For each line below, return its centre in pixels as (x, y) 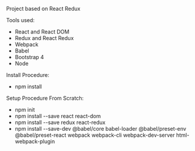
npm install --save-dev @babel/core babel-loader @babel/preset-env (100, 129)
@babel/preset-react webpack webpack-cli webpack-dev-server (95, 135)
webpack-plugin (35, 141)
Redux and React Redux (44, 38)
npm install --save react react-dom (58, 116)
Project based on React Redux (43, 9)
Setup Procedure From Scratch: (45, 98)
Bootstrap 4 (29, 57)
